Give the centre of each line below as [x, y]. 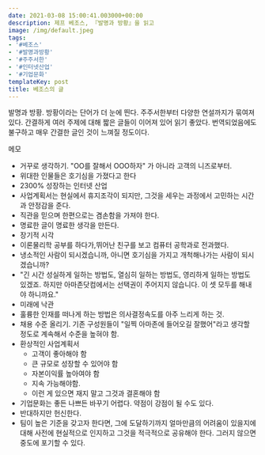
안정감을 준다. [49, 206]
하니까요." [44, 294]
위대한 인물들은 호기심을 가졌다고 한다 [78, 176]
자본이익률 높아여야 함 [66, 373]
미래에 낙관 [37, 305]
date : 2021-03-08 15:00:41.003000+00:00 [76, 15]
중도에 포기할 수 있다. [52, 443]
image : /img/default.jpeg [51, 30]
